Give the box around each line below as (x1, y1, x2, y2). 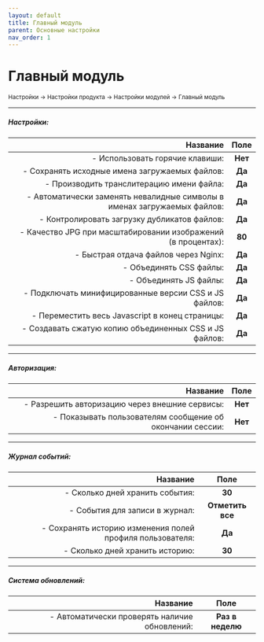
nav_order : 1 (8, 33, 51, 42)
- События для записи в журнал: (68, 505, 195, 516)
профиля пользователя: (104, 533, 195, 544)
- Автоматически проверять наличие (49, 611, 194, 622)
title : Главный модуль (8, 19, 82, 27)
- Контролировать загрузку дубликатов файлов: (38, 214, 225, 225)
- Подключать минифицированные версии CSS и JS (23, 288, 225, 299)
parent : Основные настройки (8, 26, 101, 34)
